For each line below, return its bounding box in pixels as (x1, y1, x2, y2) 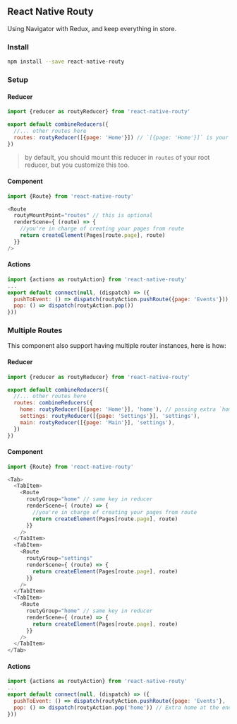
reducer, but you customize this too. (24, 160, 130, 169)
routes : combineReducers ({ (13, 399, 93, 407)
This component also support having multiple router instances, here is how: (7, 341, 227, 350)
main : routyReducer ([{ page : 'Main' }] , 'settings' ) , (20, 419, 175, 426)
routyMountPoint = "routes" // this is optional (13, 212, 153, 219)
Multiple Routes (7, 325, 63, 335)
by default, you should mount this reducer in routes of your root (24, 153, 210, 162)
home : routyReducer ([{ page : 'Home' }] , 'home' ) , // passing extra (20, 406, 217, 413)
